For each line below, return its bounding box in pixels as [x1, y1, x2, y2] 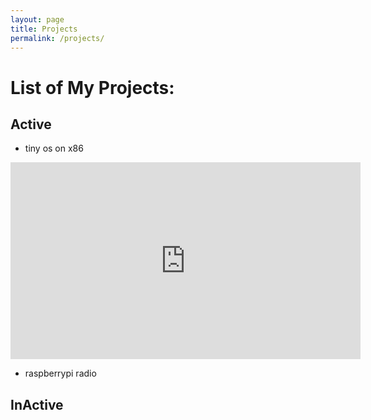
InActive [10, 396, 64, 413]
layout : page [10, 14, 65, 25]
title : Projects [10, 24, 78, 34]
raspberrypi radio [24, 367, 97, 380]
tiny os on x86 [24, 142, 84, 155]
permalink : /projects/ [10, 33, 105, 43]
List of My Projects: [10, 76, 175, 99]
